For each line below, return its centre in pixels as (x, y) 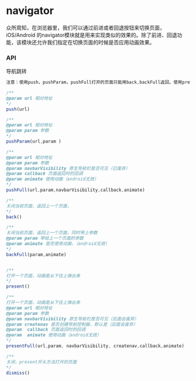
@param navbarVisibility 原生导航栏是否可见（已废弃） (68, 168)
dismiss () (18, 373)
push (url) (18, 109)
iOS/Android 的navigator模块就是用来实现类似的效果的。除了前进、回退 (92, 35)
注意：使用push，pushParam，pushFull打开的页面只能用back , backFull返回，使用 (94, 82)
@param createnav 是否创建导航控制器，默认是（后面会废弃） (72, 324)
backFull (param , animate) (36, 254)
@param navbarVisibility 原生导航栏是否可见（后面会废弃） (73, 319)
